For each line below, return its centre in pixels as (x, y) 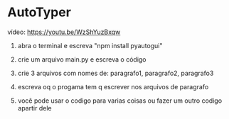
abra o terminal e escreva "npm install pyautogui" (90, 45)
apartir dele (34, 108)
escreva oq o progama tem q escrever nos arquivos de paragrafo (113, 86)
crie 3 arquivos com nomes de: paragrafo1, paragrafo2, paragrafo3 (116, 73)
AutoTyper (39, 12)
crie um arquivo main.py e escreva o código (82, 59)
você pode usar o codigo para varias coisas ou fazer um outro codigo (120, 101)
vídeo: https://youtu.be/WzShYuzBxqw (64, 32)
